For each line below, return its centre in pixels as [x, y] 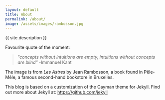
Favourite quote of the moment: [38, 47]
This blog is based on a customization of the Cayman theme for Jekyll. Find [83, 87]
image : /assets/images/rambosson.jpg [44, 24]
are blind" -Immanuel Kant [44, 62]
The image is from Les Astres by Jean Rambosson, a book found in [74, 72]
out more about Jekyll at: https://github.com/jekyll [57, 92]
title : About [19, 14]
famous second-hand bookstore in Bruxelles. [68, 77]
